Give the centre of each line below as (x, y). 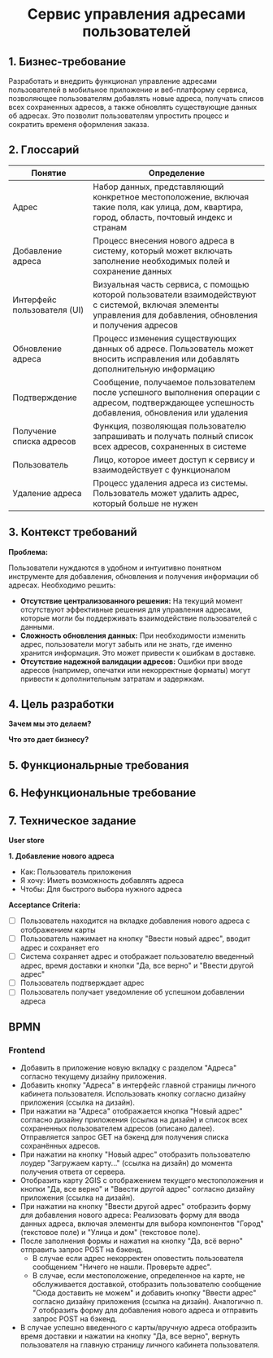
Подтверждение (45, 398)
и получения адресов (136, 325)
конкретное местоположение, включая (171, 196)
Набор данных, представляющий (158, 187)
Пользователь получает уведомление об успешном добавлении (132, 992)
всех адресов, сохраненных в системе (170, 446)
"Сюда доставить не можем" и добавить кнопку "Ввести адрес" (144, 1293)
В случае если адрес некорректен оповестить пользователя (138, 1259)
